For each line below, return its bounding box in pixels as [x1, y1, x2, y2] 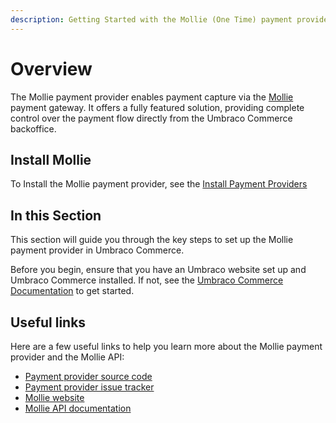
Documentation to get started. [10, 285, 135, 297]
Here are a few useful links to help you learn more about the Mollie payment [10, 341, 323, 352]
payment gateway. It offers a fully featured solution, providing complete [10, 101, 305, 113]
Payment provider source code [24, 371, 153, 382]
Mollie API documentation [24, 402, 132, 414]
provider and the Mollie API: [10, 351, 125, 363]
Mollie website [24, 392, 85, 403]
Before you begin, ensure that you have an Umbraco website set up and [10, 264, 307, 276]
